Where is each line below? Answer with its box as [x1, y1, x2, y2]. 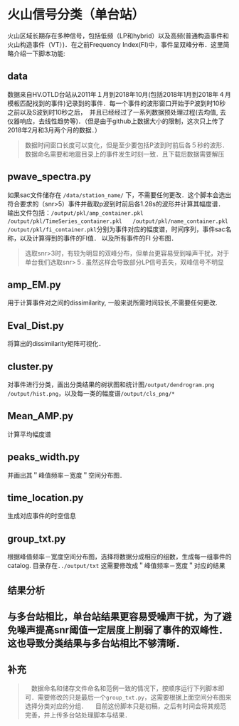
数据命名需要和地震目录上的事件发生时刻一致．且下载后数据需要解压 [24, 149, 225, 158]
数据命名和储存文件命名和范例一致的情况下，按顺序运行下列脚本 [31, 684, 218, 693]
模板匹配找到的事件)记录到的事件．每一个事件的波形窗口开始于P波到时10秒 [7, 99, 226, 107]
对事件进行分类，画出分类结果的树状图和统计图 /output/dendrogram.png [7, 380, 215, 389]
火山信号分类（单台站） [7, 6, 145, 23]
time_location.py [7, 492, 84, 504]
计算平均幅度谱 [7, 430, 51, 438]
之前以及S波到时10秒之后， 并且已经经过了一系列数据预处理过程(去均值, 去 [7, 107, 226, 116]
